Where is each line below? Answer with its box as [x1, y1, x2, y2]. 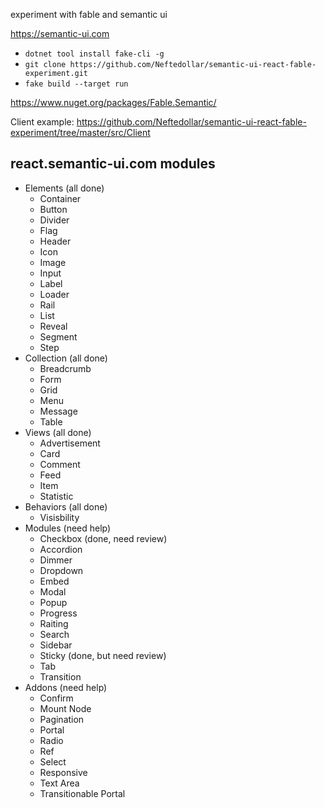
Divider [39, 214, 70, 226]
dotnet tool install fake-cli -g [24, 49, 165, 59]
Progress [39, 607, 78, 619]
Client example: [10, 116, 75, 128]
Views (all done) [24, 426, 92, 438]
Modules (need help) [24, 522, 112, 534]
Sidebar [39, 639, 73, 651]
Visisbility [39, 511, 80, 523]
